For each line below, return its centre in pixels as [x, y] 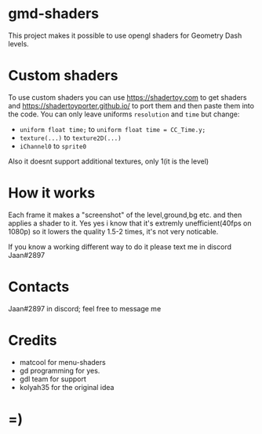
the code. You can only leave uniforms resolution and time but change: [124, 114]
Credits [33, 340]
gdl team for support [53, 379]
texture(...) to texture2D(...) [70, 138]
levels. [18, 43]
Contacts [39, 287]
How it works [52, 193]
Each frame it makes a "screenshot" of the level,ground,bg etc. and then [125, 215]
